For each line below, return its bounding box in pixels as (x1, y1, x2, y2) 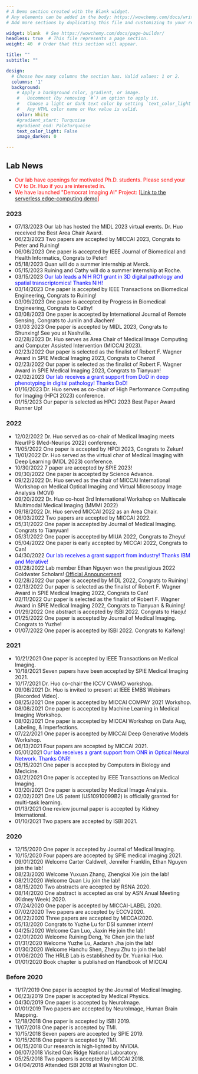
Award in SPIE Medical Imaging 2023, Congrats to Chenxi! (14, 355, 156, 362)
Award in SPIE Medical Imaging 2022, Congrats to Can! (14, 589, 148, 596)
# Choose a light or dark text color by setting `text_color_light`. (16, 101, 196, 107)
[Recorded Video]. (14, 692, 60, 699)
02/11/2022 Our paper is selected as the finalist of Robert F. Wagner (14, 596, 180, 603)
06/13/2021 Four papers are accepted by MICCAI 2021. (14, 742, 148, 749)
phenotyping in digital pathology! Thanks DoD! (14, 379, 128, 386)
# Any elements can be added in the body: (6, 14, 112, 20)
